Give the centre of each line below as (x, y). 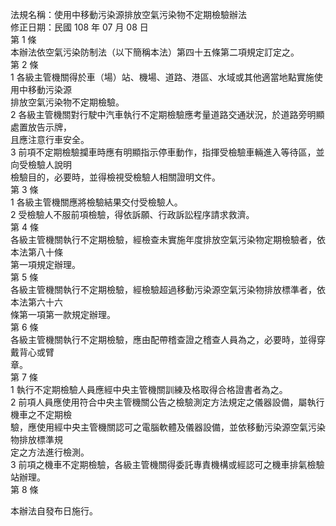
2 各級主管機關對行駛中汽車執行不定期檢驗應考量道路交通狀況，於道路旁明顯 (167, 114)
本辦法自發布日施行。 (54, 511)
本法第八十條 (36, 252)
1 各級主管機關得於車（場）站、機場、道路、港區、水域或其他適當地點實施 (162, 77)
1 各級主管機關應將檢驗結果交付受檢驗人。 (96, 202)
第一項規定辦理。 (45, 264)
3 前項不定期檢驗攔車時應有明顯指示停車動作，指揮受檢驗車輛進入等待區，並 (167, 152)
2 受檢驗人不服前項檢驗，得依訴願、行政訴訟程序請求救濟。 (132, 214)
